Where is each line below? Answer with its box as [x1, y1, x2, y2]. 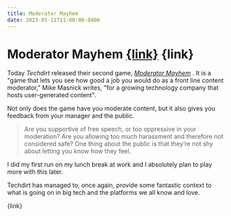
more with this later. [7, 168, 63, 176]
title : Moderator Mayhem [7, 10, 79, 17]
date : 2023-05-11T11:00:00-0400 [7, 17, 100, 23]
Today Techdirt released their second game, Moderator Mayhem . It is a [7, 69, 212, 77]
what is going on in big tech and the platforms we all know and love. [7, 188, 200, 197]
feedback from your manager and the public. [7, 112, 134, 120]
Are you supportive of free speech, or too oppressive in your [23, 125, 197, 133]
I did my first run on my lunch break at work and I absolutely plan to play [7, 160, 212, 169]
